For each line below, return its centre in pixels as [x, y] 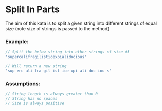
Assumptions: [23, 83]
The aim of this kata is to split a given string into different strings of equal [81, 23]
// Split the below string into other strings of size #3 [67, 52]
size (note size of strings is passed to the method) [57, 28]
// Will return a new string [36, 66]
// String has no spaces [31, 99]
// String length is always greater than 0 [52, 94]
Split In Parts [32, 9]
